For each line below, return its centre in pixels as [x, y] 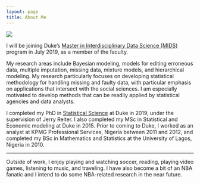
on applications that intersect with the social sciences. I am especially [92, 89]
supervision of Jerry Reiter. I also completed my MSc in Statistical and [92, 119]
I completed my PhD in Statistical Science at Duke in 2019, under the [90, 113]
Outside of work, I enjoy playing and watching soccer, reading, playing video [100, 162]
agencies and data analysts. [40, 101]
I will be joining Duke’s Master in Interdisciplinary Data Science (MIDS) [92, 45]
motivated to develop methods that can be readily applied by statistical [93, 95]
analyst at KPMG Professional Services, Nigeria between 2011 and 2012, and [100, 132]
